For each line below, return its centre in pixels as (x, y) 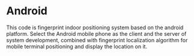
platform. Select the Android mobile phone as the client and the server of (96, 33)
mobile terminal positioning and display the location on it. (77, 46)
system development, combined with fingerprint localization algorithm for (97, 40)
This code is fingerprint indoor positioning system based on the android (95, 27)
